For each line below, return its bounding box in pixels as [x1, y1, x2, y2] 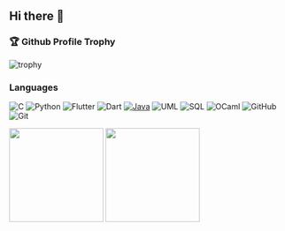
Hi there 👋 [9, 9, 65, 24]
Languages [9, 81, 59, 93]
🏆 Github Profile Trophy [9, 36, 116, 48]
